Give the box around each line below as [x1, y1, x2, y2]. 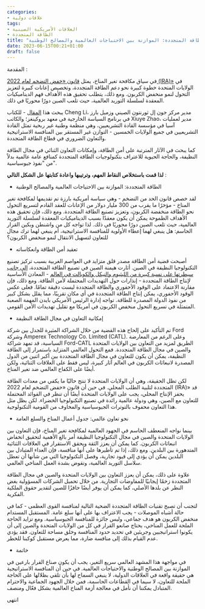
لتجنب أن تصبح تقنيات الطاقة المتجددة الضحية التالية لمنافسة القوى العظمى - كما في [7, 502, 198, 510]
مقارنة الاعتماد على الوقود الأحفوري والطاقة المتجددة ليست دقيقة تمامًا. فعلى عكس [7, 283, 195, 290]
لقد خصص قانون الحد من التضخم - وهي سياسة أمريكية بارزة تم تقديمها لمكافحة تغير [7, 195, 196, 202]
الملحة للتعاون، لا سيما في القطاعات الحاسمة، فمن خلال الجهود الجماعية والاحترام [7, 577, 191, 585]
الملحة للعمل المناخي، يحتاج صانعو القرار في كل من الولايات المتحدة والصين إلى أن [7, 521, 193, 528]
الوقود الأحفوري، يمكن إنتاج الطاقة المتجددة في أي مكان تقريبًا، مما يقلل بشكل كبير [7, 289, 194, 297]
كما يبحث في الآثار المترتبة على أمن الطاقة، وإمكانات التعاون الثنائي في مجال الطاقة [7, 146, 196, 153]
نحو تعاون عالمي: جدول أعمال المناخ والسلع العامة [15, 414, 129, 422]
